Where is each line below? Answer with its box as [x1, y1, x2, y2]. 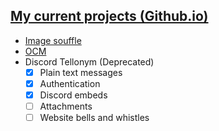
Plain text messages [39, 66, 123, 78]
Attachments [39, 100, 93, 112]
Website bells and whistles [39, 112, 150, 124]
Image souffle [24, 34, 82, 46]
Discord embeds [39, 89, 108, 101]
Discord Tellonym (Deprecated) [24, 55, 155, 68]
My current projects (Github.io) [10, 8, 209, 25]
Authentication [39, 77, 101, 89]
